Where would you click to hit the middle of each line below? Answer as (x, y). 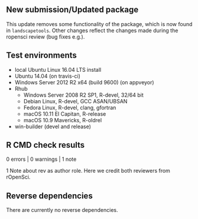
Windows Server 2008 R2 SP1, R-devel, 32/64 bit (83, 95)
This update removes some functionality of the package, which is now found (99, 24)
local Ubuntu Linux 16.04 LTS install (58, 69)
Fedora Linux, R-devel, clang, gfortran (70, 107)
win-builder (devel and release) (53, 126)
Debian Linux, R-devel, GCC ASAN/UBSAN (75, 101)
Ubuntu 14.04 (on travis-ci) (48, 76)
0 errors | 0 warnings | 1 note (41, 159)
